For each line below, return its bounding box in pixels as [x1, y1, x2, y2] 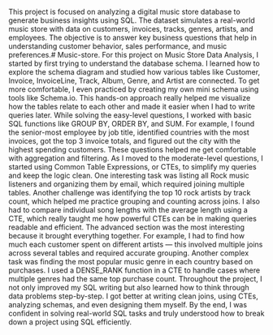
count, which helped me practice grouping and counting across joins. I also [8, 196, 260, 206]
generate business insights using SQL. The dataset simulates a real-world [8, 15, 255, 25]
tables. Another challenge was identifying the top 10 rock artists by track [8, 188, 251, 197]
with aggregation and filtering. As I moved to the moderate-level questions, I [8, 153, 264, 163]
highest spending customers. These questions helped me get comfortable [8, 145, 257, 154]
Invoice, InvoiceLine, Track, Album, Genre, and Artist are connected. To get [8, 76, 260, 85]
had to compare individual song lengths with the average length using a [8, 205, 248, 214]
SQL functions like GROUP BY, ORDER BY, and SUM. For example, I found [8, 119, 255, 128]
